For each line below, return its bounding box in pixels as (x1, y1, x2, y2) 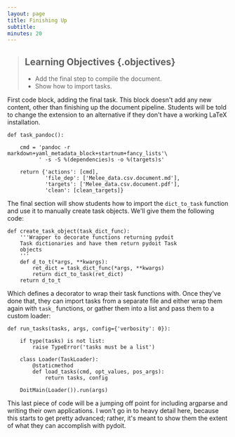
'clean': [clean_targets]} (44, 187, 124, 194)
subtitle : (7, 23, 36, 30)
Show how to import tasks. (34, 82, 112, 91)
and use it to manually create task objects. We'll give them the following (7, 207, 215, 215)
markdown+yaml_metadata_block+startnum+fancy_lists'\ (7, 150, 168, 157)
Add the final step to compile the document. (34, 74, 163, 83)
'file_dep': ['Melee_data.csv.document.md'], (44, 175, 180, 182)
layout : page (7, 10, 46, 18)
